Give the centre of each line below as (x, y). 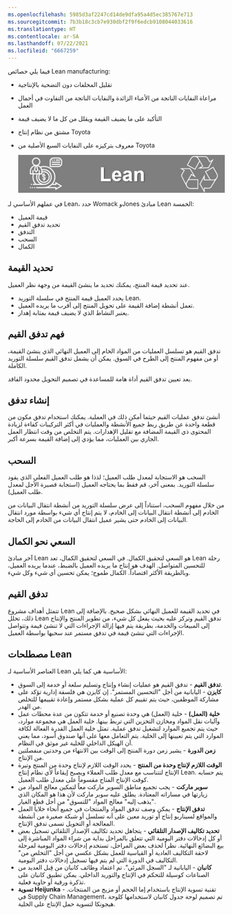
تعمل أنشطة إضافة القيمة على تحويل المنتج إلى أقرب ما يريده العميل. (106, 305)
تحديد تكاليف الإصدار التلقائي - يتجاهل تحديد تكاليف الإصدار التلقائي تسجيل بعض (118, 830)
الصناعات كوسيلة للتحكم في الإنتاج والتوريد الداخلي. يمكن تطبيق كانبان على (113, 874)
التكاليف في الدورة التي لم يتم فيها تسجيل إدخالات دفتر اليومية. (98, 860)
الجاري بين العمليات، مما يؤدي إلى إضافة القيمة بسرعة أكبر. (84, 439)
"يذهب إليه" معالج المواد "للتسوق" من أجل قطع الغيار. (87, 801)
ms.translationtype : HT (42, 29)
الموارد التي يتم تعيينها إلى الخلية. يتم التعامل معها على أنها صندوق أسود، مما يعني (120, 735)
